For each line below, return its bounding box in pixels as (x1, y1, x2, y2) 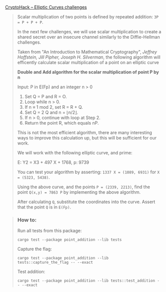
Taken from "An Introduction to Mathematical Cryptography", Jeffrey (17, 49, 157, 55)
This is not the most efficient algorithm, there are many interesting (17, 130, 152, 136)
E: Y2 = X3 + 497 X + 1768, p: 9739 (17, 159, 89, 165)
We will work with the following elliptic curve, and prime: (17, 150, 133, 155)
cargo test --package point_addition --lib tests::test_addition (17, 278, 155, 284)
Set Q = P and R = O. (24, 94, 67, 99)
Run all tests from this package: (17, 228, 82, 234)
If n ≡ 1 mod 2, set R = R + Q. (24, 104, 83, 110)
